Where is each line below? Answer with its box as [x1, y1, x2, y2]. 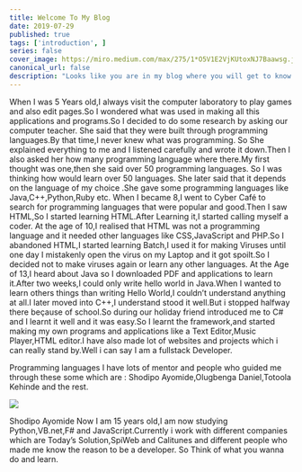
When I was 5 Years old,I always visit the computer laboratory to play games [9, 96, 292, 107]
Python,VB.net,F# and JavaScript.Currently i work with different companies [9, 424, 288, 436]
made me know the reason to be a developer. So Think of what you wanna [9, 444, 285, 455]
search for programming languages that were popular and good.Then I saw [9, 201, 288, 212]
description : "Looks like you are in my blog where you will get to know [9, 72, 292, 81]
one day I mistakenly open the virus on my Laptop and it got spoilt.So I [9, 249, 270, 260]
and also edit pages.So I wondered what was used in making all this [9, 105, 261, 117]
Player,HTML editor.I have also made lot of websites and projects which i [9, 334, 279, 346]
